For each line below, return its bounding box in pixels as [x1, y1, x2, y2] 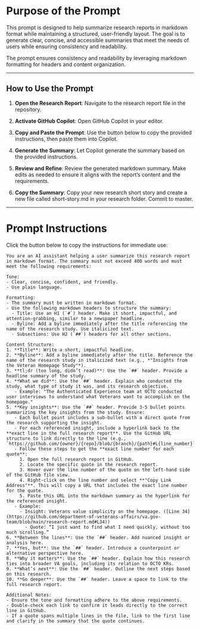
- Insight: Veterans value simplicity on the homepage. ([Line [19, 508, 180, 514]
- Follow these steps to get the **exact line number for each [14, 446, 174, 452]
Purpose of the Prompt [6, 4, 121, 18]
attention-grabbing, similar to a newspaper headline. [6, 315, 145, 321]
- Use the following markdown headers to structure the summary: [6, 305, 171, 311]
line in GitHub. [6, 607, 46, 613]
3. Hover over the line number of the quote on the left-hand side [19, 467, 190, 473]
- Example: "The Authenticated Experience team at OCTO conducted [14, 389, 183, 395]
